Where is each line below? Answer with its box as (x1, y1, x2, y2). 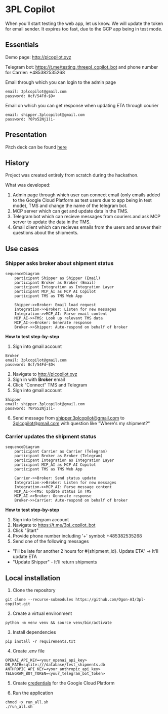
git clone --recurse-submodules (5, 597, 73, 602)
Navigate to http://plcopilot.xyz (12, 371, 77, 377)
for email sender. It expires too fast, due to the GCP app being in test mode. (5, 25, 163, 32)
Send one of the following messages (12, 538, 89, 545)
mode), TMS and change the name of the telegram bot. (12, 202, 128, 209)
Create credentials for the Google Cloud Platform (12, 680, 115, 686)
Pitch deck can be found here (5, 144, 67, 150)
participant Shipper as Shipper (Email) (14, 276, 101, 281)
